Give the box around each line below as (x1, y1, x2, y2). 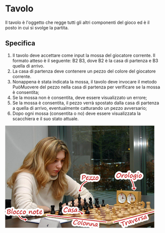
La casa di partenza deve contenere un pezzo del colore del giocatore (12, 68, 156, 74)
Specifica (5, 39, 36, 48)
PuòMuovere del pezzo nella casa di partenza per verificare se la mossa (12, 84, 161, 90)
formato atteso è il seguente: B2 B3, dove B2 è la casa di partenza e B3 (12, 58, 159, 64)
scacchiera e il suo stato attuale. (12, 115, 79, 122)
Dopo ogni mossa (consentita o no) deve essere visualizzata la (12, 110, 141, 116)
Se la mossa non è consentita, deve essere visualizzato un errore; (12, 94, 148, 100)
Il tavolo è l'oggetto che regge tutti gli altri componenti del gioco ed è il (5, 19, 150, 25)
